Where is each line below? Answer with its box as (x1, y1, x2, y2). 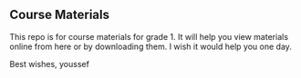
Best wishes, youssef (9, 58, 89, 69)
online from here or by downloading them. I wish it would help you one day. (9, 41, 292, 52)
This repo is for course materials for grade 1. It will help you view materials (9, 31, 289, 42)
